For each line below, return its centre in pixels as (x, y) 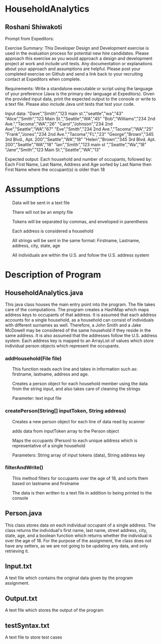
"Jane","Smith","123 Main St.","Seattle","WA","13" (53, 150)
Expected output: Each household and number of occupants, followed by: (79, 159)
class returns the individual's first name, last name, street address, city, (76, 530)
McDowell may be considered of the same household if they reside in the (78, 330)
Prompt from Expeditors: (30, 38)
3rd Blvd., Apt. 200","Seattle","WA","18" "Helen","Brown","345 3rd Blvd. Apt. (81, 139)
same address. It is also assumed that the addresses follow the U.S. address (81, 335)
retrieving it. (17, 551)
